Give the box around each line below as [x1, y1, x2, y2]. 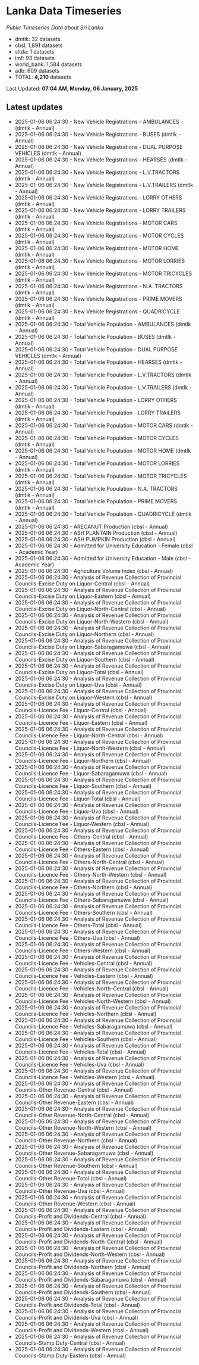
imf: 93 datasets [14, 54, 55, 61]
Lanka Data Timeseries [6, 4, 122, 18]
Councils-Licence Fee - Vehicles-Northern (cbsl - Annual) [14, 1010, 157, 1017]
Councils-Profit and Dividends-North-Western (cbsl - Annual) [14, 1251, 165, 1258]
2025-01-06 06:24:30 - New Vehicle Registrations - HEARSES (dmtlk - [14, 156, 188, 163]
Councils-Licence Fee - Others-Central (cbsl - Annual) [14, 833, 149, 840]
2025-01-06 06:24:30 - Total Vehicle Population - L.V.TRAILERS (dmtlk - [14, 384, 192, 391]
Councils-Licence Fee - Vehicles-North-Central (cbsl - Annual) [14, 984, 169, 992]
